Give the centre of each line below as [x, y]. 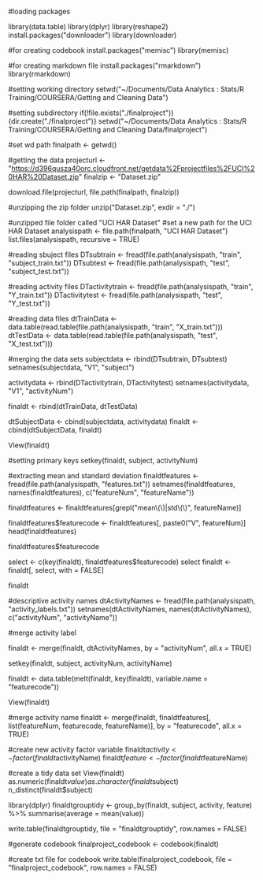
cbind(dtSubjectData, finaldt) [55, 430]
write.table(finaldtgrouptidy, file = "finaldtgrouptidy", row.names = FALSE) [128, 829]
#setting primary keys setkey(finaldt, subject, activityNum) [103, 460]
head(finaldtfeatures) [43, 531]
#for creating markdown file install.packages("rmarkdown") [105, 65]
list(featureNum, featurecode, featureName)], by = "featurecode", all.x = [125, 726]
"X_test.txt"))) [30, 343]
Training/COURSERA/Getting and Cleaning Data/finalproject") [108, 130]
